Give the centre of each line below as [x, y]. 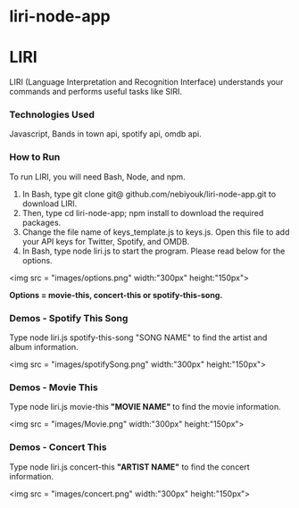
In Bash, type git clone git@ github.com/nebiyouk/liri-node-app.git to [149, 194]
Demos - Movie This [54, 387]
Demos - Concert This [58, 447]
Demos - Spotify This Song [69, 318]
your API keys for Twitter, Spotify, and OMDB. [106, 241]
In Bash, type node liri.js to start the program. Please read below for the [154, 251]
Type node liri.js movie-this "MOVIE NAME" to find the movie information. [145, 407]
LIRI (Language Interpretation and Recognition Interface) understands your [146, 82]
